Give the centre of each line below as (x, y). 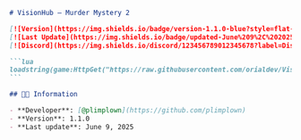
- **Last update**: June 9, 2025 (72, 127)
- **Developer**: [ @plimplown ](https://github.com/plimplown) (128, 111)
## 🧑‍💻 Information (43, 95)
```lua (21, 62)
